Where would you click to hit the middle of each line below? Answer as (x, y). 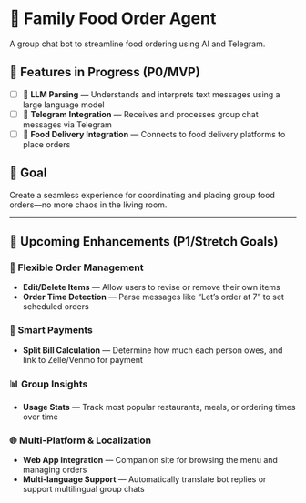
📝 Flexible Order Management (76, 267)
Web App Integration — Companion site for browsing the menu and (150, 460)
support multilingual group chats (84, 489)
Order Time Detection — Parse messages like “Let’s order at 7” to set (153, 297)
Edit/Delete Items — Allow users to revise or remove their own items (151, 287)
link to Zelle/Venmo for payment (83, 359)
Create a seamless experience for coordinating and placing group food (143, 195)
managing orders (55, 470)
